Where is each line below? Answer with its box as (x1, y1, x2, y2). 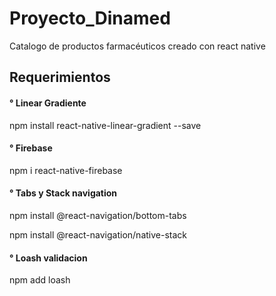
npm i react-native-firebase (9, 164, 123, 176)
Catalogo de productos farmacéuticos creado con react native (9, 40, 266, 52)
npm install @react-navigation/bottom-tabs (9, 209, 187, 221)
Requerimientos (9, 69, 111, 86)
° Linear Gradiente (9, 97, 87, 109)
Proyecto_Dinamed (9, 7, 171, 30)
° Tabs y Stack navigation (9, 187, 118, 199)
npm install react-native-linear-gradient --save (9, 119, 202, 131)
